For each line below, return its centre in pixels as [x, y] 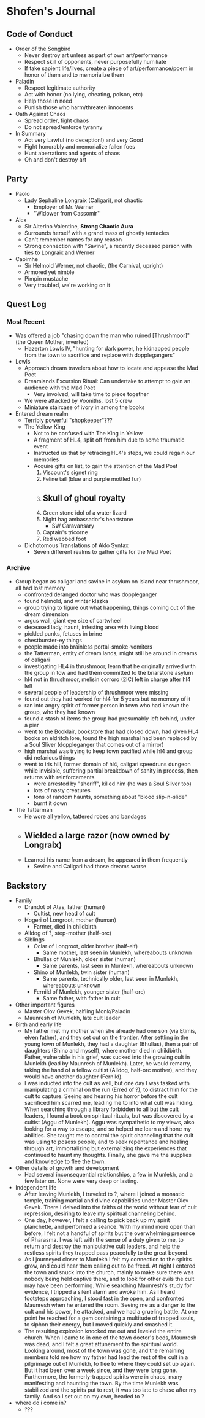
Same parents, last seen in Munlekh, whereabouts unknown [118, 966]
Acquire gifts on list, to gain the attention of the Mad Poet [106, 466]
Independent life [36, 1188]
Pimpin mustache [46, 278]
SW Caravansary [73, 526]
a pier [32, 725]
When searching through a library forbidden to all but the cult [102, 1109]
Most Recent [26, 322]
